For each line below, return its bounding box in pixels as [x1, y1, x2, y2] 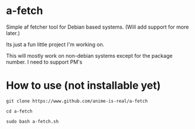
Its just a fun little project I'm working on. [6, 41, 105, 48]
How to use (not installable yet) [6, 79, 161, 92]
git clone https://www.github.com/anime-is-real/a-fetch [6, 98, 148, 104]
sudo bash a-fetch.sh [6, 118, 59, 124]
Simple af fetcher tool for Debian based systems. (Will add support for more [6, 23, 189, 30]
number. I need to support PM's [6, 58, 83, 65]
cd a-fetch [6, 108, 33, 114]
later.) [6, 29, 20, 36]
